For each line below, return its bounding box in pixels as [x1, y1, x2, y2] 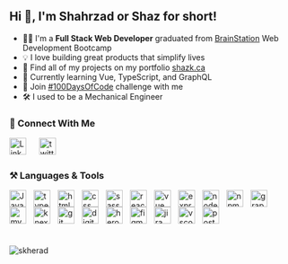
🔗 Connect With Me [9, 117, 96, 129]
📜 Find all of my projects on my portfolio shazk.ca [22, 62, 206, 73]
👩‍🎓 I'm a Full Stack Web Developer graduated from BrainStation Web [22, 32, 280, 43]
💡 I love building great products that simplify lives [22, 51, 205, 63]
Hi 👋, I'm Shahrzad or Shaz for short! [9, 9, 217, 24]
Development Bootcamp [22, 42, 112, 53]
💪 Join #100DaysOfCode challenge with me [22, 81, 184, 92]
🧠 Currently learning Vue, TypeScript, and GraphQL [22, 71, 213, 82]
